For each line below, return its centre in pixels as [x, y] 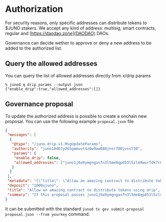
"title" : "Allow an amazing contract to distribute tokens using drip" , [84, 190]
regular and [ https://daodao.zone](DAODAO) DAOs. [57, 33]
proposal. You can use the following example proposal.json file [70, 121]
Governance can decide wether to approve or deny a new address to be [78, 43]
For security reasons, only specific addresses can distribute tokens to [76, 23]
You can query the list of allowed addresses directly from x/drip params [78, 76]
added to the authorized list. [34, 48]
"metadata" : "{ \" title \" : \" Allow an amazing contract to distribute [80, 181]
